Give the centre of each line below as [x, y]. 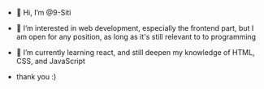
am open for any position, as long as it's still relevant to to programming [136, 37]
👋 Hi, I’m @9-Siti [43, 13]
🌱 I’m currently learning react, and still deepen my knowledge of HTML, [135, 52]
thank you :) [36, 76]
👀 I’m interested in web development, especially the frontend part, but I [135, 28]
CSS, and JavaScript [50, 61]
